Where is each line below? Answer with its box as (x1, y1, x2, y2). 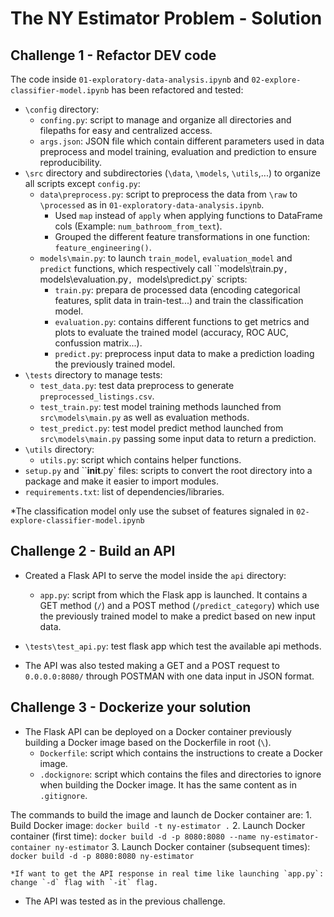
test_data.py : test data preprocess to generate (39, 380, 235, 391)
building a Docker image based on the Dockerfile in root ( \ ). (24, 736, 272, 748)
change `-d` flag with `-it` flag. (10, 877, 159, 887)
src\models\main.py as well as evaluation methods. (39, 412, 250, 423)
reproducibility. (39, 157, 102, 168)
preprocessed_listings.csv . (39, 390, 155, 402)
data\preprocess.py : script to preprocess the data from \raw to (39, 188, 298, 200)
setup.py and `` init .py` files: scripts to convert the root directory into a (24, 465, 313, 476)
